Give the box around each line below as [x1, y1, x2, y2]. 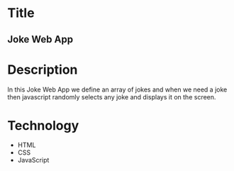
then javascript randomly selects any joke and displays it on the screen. [7, 92, 216, 101]
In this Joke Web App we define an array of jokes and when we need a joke [7, 85, 228, 94]
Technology [7, 117, 79, 133]
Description [7, 62, 78, 77]
